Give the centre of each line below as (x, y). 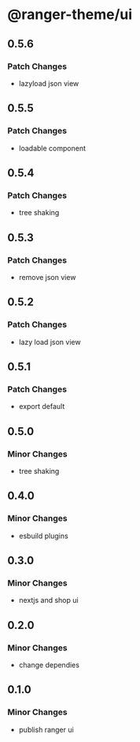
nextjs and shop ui (49, 600)
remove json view (47, 277)
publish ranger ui (46, 729)
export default (42, 407)
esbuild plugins (43, 536)
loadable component (52, 148)
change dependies (49, 665)
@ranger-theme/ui (70, 15)
